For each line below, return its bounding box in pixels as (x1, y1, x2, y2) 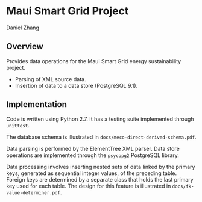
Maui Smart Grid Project (6, 4, 129, 18)
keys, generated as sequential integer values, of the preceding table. (6, 170, 177, 177)
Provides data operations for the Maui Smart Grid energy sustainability (6, 57, 181, 64)
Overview (6, 41, 44, 52)
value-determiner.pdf (6, 189, 61, 196)
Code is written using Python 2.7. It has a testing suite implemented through (6, 115, 194, 123)
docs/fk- (172, 183, 194, 189)
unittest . (6, 121, 30, 129)
